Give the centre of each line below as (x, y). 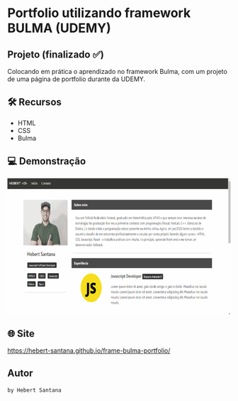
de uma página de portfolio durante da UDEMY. (76, 79)
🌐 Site (21, 334)
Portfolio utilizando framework (99, 13)
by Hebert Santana (34, 390)
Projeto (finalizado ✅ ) (56, 54)
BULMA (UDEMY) (59, 28)
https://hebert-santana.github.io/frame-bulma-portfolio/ (89, 351)
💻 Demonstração (47, 161)
